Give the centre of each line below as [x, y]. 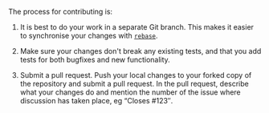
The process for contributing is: [61, 12]
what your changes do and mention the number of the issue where [130, 92]
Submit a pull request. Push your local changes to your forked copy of [136, 75]
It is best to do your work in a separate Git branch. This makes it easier [137, 27]
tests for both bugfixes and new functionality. [95, 60]
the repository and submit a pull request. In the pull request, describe [134, 84]
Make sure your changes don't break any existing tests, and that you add [141, 51]
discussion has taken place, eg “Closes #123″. [96, 101]
